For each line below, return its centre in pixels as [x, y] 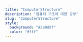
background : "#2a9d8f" [33, 28]
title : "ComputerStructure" [34, 9]
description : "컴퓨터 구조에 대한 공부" [42, 14]
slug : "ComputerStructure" [33, 18]
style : [12, 23]
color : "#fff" [24, 32]
